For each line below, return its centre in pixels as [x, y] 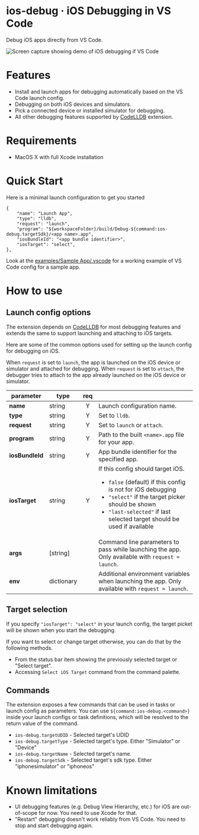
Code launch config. [39, 98]
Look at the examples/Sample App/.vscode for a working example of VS [94, 260]
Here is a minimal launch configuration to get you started [76, 197]
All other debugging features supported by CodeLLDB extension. [94, 117]
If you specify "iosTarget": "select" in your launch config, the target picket [99, 624]
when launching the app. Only [140, 581]
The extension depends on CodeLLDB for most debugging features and [93, 327]
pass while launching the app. [140, 549]
